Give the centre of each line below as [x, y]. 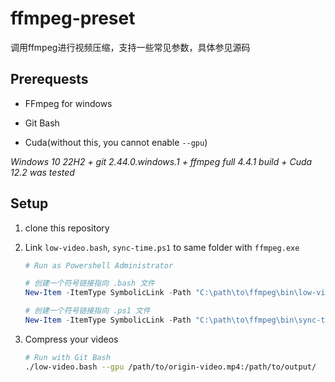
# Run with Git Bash [67, 357]
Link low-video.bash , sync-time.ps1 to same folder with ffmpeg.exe [162, 247]
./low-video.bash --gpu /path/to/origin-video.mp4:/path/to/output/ [170, 367]
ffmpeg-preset [73, 18]
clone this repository [67, 228]
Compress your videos [71, 339]
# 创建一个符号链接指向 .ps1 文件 [87, 311]
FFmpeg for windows [68, 103]
